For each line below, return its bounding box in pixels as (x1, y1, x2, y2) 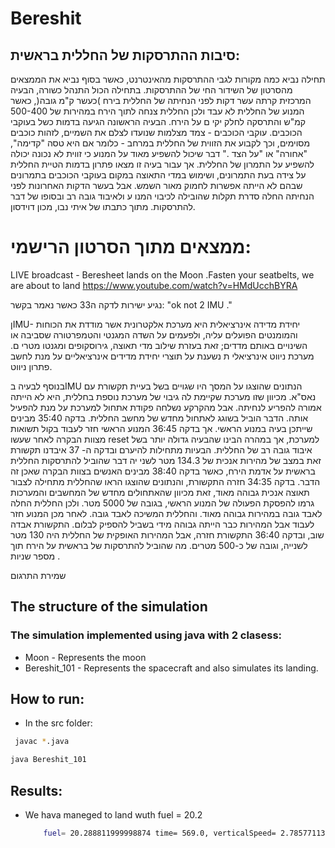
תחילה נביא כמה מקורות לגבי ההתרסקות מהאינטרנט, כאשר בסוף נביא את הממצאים (10, 73, 326, 85)
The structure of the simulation (10, 598, 208, 616)
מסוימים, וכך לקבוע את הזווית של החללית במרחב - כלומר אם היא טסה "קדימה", (10, 137, 311, 149)
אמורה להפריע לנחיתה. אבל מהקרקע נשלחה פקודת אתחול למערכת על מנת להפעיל (10, 401, 322, 413)
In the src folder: (24, 717, 93, 729)
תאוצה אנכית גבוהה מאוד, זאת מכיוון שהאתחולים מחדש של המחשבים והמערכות (10, 486, 310, 498)
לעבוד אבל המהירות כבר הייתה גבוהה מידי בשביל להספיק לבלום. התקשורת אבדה (10, 518, 315, 530)
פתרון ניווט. (10, 360, 53, 372)
